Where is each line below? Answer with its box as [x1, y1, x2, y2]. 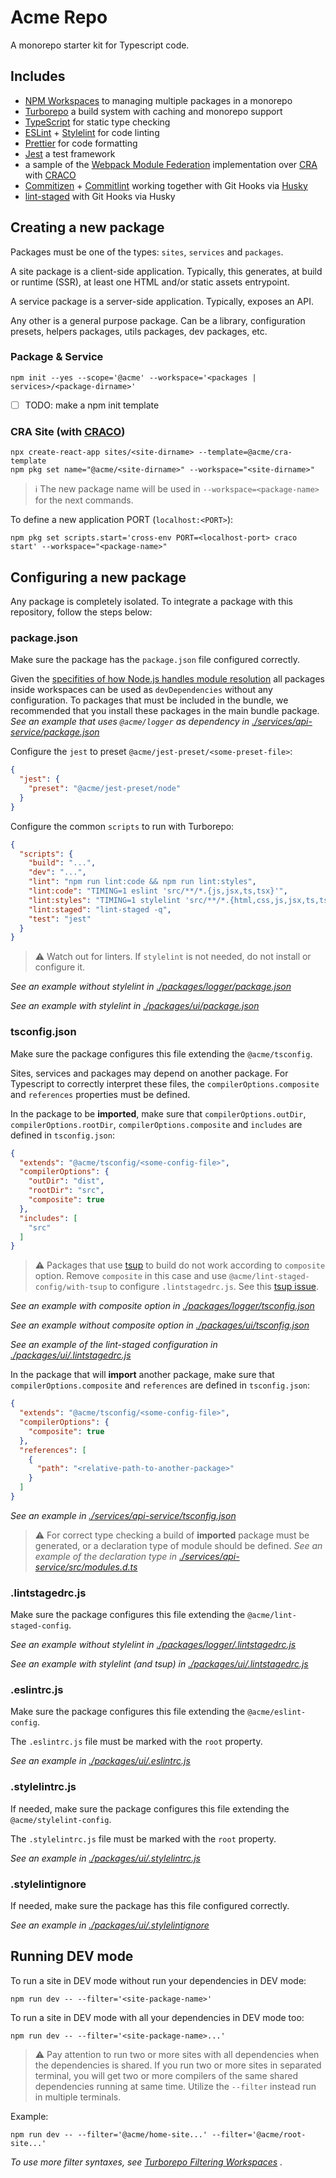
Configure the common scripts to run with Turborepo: [10, 820, 235, 832]
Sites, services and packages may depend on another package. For [10, 1067, 289, 1079]
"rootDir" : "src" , [28, 1186, 105, 1196]
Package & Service [10, 350, 104, 364]
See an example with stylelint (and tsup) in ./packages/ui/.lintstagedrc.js [10, 1658, 309, 1670]
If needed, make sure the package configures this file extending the [10, 1802, 290, 1815]
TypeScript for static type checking [24, 116, 171, 128]
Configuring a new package [10, 569, 187, 586]
